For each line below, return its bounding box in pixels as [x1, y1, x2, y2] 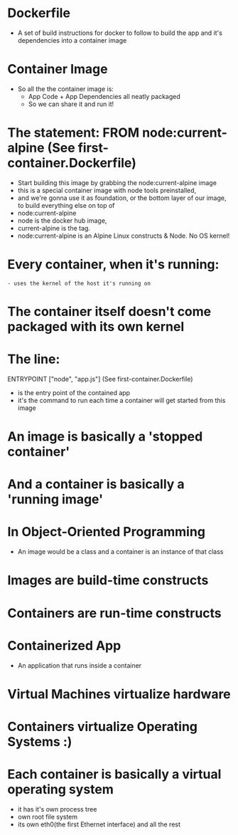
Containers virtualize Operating [7, 718, 198, 735]
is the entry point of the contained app [17, 388, 130, 397]
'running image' [7, 491, 104, 508]
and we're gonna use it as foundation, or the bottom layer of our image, [17, 194, 227, 202]
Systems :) [7, 733, 72, 750]
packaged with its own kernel [7, 318, 185, 335]
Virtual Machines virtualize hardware [7, 686, 231, 702]
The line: [7, 351, 60, 367]
